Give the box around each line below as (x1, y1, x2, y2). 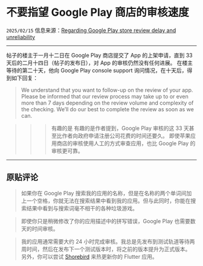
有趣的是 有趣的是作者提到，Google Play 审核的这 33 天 (51, 125, 189, 132)
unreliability (6, 33, 35, 41)
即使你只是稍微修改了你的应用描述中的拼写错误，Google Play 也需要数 (21, 217, 196, 224)
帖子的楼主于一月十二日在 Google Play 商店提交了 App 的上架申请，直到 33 (6, 51, 193, 59)
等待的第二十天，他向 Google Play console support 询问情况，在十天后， (6, 66, 187, 74)
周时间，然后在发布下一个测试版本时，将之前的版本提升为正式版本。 (21, 245, 191, 253)
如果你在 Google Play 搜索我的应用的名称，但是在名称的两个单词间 (21, 189, 187, 196)
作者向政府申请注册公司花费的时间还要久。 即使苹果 (62, 132, 191, 139)
